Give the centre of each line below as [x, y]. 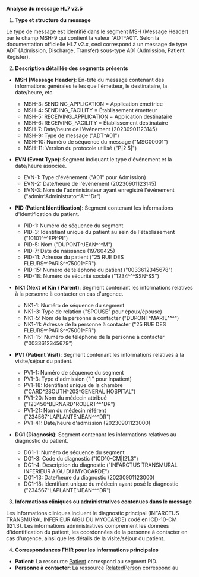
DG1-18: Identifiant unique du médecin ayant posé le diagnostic [101, 484]
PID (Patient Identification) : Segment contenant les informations [94, 208]
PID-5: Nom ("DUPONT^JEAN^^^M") [68, 245]
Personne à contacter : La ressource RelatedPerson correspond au [97, 568]
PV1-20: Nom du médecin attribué [65, 398]
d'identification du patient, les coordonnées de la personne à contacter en [97, 532]
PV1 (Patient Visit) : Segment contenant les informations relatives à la [99, 355]
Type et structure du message [53, 20]
